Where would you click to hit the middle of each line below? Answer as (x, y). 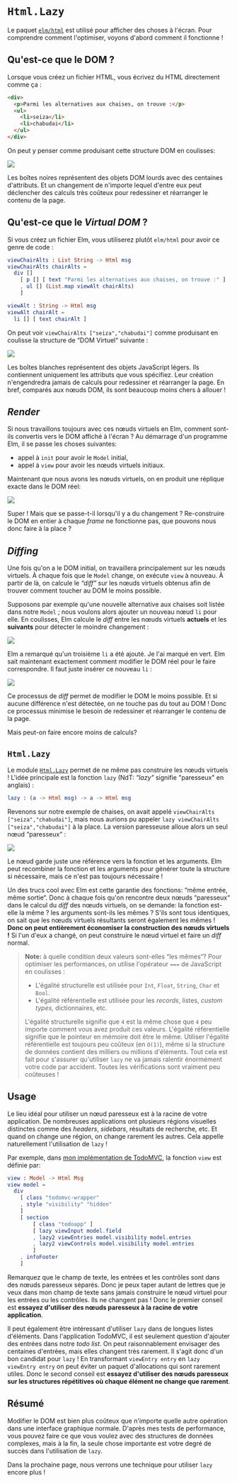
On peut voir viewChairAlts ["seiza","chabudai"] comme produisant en (113, 332)
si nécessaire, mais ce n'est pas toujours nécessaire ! (85, 876)
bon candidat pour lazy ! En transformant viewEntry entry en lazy (104, 1358)
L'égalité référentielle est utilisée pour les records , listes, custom (129, 1000)
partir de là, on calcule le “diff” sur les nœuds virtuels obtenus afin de (109, 583)
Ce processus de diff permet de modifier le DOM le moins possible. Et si (112, 696)
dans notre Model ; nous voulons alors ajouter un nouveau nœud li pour (112, 612)
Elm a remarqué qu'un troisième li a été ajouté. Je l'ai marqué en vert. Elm (116, 654)
